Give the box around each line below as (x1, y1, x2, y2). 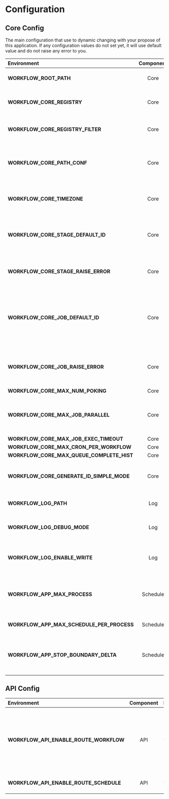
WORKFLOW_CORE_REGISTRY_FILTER (8, 126, 102, 132)
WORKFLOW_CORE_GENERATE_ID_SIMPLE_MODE (8, 473, 130, 480)
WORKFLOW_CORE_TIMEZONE (8, 196, 83, 202)
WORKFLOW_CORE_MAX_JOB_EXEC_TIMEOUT (8, 436, 123, 442)
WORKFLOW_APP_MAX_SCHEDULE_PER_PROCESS (8, 621, 134, 628)
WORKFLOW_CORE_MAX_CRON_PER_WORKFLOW (8, 444, 132, 450)
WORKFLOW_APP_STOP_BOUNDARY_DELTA (8, 651, 117, 658)
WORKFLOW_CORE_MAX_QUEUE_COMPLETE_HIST (8, 452, 133, 458)
